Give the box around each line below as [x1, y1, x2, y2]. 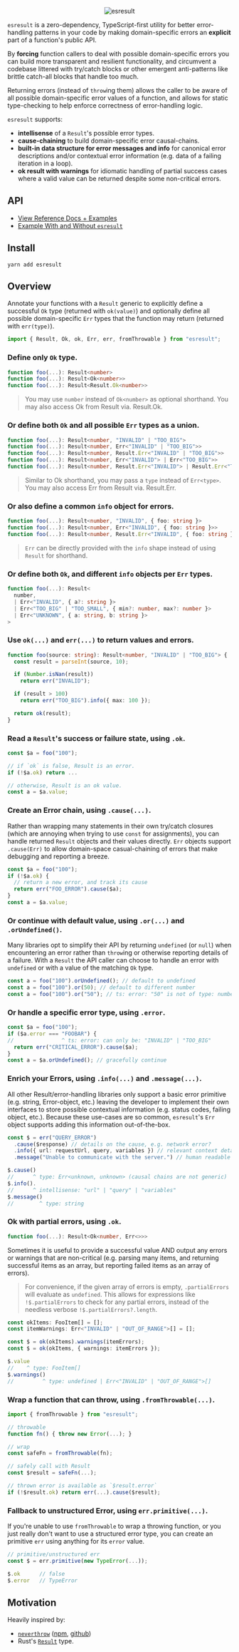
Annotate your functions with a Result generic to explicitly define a [7, 299, 203, 308]
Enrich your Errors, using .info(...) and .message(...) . [7, 1074, 202, 1084]
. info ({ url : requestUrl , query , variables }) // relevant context [14, 1147, 218, 1154]
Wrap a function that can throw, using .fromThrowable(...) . [7, 1395, 216, 1405]
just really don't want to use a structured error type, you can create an [7, 1529, 213, 1538]
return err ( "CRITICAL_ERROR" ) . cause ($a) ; [14, 1043, 139, 1051]
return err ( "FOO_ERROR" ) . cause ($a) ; [14, 886, 122, 893]
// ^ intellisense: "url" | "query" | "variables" [7, 1186, 176, 1194]
